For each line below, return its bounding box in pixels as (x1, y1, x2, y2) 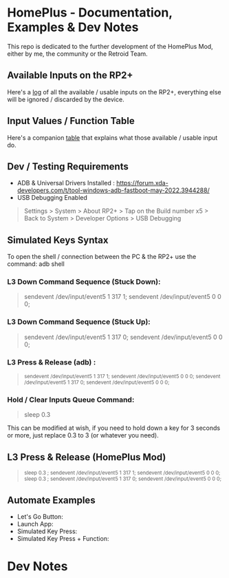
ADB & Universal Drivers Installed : (17, 179, 115, 187)
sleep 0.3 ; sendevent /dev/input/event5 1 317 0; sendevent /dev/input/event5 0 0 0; (23, 475, 222, 483)
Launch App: (17, 520, 54, 528)
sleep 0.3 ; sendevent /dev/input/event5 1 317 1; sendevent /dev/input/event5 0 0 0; (23, 470, 221, 477)
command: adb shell (7, 260, 65, 268)
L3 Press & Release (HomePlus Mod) (7, 451, 166, 463)
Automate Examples (7, 494, 96, 506)
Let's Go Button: (17, 513, 63, 521)
